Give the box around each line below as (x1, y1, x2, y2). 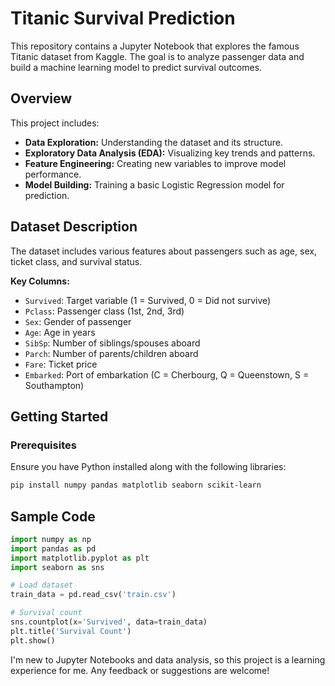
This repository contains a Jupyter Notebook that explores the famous (10, 40, 300, 52)
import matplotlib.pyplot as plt (10, 553, 150, 563)
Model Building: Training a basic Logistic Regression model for (24, 178, 285, 191)
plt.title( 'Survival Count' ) (10, 626, 132, 636)
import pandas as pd (10, 543, 97, 554)
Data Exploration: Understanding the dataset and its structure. (24, 136, 283, 148)
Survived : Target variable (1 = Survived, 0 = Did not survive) (24, 294, 272, 306)
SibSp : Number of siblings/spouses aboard (24, 337, 201, 349)
